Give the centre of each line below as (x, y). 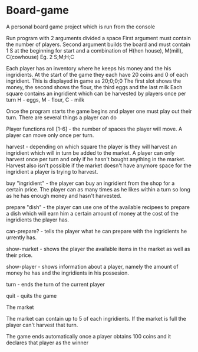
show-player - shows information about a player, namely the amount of (92, 266)
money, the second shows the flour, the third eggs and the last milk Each (94, 87)
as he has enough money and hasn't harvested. (64, 195)
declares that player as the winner (47, 343)
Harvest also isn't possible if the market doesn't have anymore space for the (99, 165)
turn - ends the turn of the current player (55, 284)
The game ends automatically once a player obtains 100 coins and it (89, 336)
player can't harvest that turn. (42, 325)
